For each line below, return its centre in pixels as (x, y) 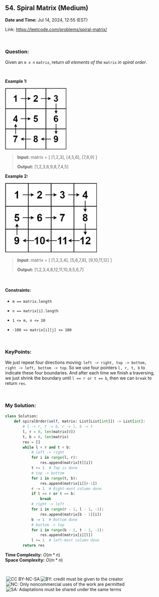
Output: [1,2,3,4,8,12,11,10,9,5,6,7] (50, 270)
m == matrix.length (32, 301)
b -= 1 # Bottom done (54, 520)
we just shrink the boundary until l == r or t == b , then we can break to (79, 378)
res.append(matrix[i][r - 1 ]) (68, 483)
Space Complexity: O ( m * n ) (34, 560)
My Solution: (21, 405)
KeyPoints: (18, 351)
